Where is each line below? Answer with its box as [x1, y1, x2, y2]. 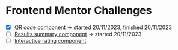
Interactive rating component [14, 37, 87, 45]
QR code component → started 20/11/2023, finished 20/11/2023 [14, 23, 173, 31]
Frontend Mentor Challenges [5, 4, 152, 17]
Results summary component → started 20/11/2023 [14, 31, 142, 37]
